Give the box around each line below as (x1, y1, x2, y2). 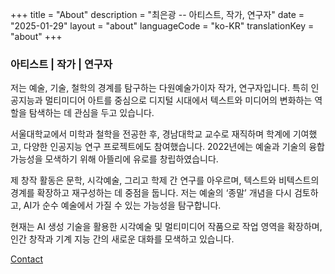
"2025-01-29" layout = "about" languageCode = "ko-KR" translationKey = (10, 20, 315, 32)
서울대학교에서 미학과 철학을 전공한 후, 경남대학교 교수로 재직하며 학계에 (10, 128, 291, 140)
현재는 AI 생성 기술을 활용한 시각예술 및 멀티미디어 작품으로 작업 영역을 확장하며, (10, 221, 323, 233)
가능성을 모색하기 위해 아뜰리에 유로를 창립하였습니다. (10, 153, 219, 165)
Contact (10, 253, 43, 265)
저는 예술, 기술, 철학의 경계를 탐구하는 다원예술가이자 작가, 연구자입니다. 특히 (10, 82, 309, 94)
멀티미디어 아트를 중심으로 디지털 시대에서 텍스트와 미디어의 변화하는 (44, 94, 313, 107)
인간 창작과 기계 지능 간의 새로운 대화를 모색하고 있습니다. (10, 233, 235, 245)
